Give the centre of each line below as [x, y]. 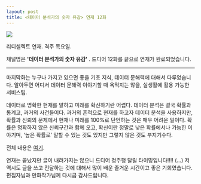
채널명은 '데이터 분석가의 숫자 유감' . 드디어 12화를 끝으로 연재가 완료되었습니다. [99, 59]
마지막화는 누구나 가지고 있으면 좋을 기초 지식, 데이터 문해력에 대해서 [86, 77]
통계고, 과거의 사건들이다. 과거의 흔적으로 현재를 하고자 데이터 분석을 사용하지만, [100, 112]
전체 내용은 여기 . [25, 148]
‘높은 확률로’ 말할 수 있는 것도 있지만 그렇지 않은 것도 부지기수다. [98, 134]
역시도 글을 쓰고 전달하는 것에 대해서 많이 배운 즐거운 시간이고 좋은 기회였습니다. [100, 167]
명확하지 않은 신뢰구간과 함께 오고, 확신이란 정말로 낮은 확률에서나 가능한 [102, 127]
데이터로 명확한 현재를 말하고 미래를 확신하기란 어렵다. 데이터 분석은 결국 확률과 [99, 105]
